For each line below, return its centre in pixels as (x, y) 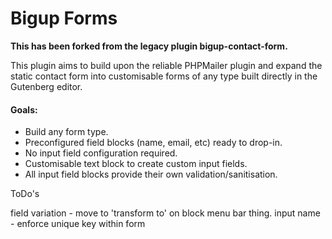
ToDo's (25, 194)
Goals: (24, 109)
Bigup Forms (64, 18)
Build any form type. (66, 132)
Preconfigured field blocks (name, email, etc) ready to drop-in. (153, 143)
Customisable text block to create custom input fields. (136, 164)
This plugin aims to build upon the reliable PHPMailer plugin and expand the (166, 65)
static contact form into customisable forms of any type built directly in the (164, 76)
